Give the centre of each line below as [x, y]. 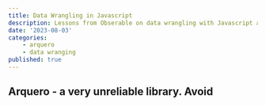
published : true [35, 60]
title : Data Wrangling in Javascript [70, 15]
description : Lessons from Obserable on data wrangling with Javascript [131, 23]
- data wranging [49, 52]
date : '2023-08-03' [40, 30]
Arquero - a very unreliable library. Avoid [111, 92]
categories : [28, 38]
